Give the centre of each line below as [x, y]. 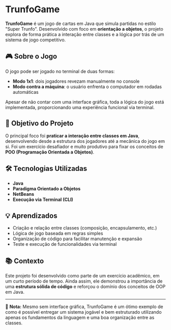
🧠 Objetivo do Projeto [39, 123]
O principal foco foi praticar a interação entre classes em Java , [73, 136]
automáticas [26, 92]
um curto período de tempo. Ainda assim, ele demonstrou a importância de [84, 281]
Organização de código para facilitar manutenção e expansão [77, 239]
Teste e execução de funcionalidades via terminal [65, 244]
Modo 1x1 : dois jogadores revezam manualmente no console [76, 81]
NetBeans [23, 194]
